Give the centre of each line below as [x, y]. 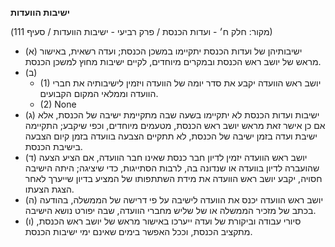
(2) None [58, 104]
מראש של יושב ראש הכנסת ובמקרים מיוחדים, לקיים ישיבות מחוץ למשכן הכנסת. [173, 61]
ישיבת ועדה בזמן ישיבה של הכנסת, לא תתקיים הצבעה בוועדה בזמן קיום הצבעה [171, 136]
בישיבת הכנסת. [53, 146]
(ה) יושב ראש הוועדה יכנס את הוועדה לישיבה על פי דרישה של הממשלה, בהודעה [174, 200]
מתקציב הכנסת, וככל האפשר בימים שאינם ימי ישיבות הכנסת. [138, 231]
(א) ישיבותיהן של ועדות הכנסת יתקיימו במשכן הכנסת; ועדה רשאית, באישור [163, 51]
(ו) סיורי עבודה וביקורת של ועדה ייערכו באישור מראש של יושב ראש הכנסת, [163, 221]
